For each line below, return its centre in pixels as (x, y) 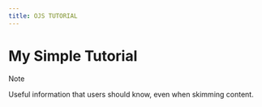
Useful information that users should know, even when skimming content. (131, 94)
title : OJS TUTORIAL (43, 16)
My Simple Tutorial (73, 56)
